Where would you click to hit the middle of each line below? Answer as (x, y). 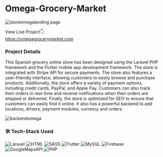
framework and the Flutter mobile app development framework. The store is (81, 67)
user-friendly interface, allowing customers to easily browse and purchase (80, 78)
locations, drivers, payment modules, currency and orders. (64, 109)
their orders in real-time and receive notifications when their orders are (77, 93)
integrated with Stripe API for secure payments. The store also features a (79, 73)
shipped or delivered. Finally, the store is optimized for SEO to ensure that (79, 99)
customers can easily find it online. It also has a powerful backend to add (79, 104)
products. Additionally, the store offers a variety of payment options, (74, 83)
